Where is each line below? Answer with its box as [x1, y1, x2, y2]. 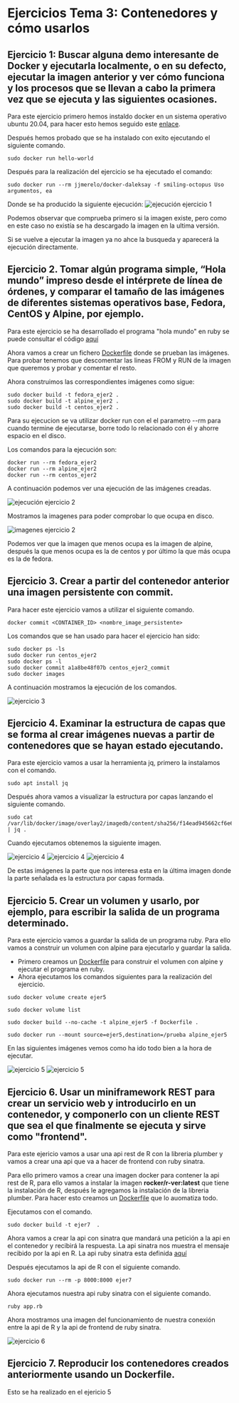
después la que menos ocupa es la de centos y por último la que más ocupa [7, 547, 231, 555]
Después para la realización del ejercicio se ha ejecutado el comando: [7, 168, 213, 176]
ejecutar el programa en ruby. [17, 965, 105, 973]
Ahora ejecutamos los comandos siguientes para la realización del [17, 973, 212, 981]
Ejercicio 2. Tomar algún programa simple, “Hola [7, 263, 226, 275]
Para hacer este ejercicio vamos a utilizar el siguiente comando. [7, 605, 194, 614]
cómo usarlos [7, 20, 90, 36]
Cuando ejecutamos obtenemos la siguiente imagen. [7, 839, 161, 847]
